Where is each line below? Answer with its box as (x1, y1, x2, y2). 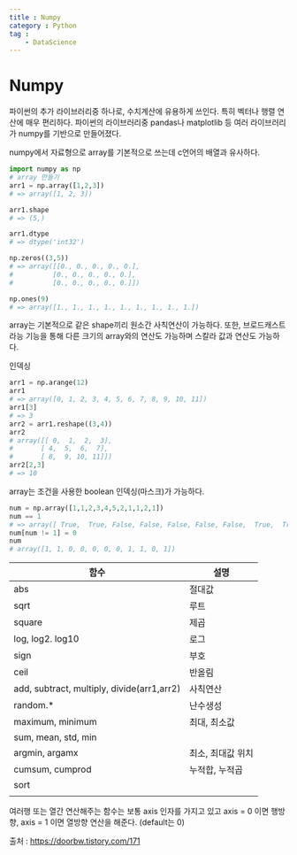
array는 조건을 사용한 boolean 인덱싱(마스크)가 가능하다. (9, 486, 205, 497)
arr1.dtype (9, 229, 49, 239)
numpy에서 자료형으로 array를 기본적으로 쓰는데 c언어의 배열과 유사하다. (9, 147, 261, 158)
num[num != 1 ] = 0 (9, 528, 77, 537)
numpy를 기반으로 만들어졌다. (18, 128, 122, 139)
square (13, 616, 42, 628)
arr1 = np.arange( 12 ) (9, 378, 89, 388)
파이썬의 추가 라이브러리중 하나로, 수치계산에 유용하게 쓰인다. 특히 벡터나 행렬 (9, 106, 276, 117)
